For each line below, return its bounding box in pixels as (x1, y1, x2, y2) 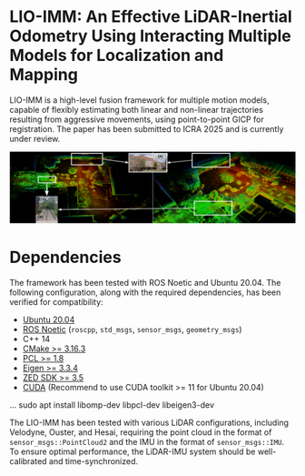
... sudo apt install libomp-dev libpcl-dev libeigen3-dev (9, 399, 215, 410)
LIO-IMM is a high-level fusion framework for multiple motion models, (9, 94, 270, 106)
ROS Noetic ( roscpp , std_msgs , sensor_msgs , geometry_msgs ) (22, 323, 242, 334)
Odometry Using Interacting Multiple (9, 25, 292, 46)
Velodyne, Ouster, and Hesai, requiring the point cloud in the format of (9, 426, 272, 438)
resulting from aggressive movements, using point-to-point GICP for (9, 114, 265, 125)
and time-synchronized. (48, 455, 139, 466)
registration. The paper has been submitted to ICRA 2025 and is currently (9, 123, 284, 134)
